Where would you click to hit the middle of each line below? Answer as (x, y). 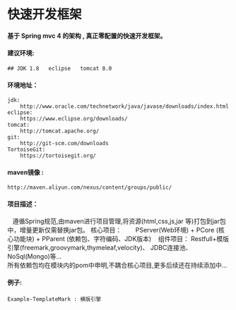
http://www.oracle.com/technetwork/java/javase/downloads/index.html (125, 106)
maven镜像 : (25, 172)
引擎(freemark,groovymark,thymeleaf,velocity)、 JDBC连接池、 (100, 247)
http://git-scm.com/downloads (65, 144)
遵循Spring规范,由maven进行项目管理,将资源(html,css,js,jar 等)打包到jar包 (119, 221)
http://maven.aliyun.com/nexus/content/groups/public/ (90, 187)
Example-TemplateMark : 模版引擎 (54, 299)
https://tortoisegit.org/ (58, 156)
